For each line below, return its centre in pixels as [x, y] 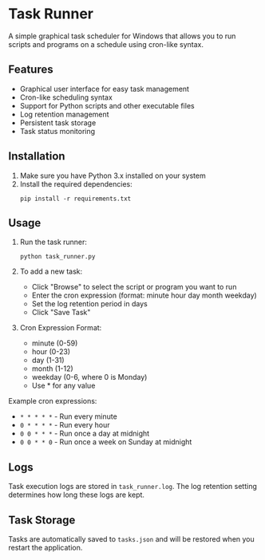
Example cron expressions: [53, 401]
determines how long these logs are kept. [77, 495]
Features [31, 70]
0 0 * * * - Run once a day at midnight [85, 434]
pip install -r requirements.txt [75, 199]
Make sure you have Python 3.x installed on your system [113, 175]
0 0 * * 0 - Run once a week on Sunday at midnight [106, 442]
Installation [37, 156]
